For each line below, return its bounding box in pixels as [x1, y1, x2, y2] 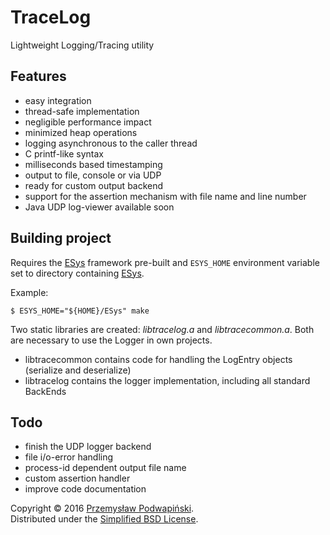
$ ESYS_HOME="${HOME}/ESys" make [10, 306, 150, 316]
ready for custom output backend [24, 179, 164, 191]
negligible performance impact [24, 116, 152, 128]
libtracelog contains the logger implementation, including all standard [24, 374, 311, 386]
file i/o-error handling [24, 451, 114, 463]
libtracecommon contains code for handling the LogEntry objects [24, 353, 293, 365]
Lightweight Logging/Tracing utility [10, 39, 155, 51]
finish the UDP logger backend [24, 441, 152, 453]
